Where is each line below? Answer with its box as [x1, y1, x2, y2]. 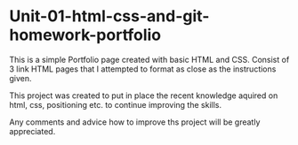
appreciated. [9, 126, 56, 136]
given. [9, 72, 33, 83]
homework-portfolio [9, 25, 162, 45]
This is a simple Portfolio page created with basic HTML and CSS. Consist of [9, 54, 290, 65]
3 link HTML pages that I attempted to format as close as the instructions [9, 64, 277, 74]
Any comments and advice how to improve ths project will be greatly [9, 117, 261, 127]
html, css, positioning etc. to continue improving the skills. [9, 99, 222, 110]
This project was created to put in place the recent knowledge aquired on [9, 90, 278, 101]
